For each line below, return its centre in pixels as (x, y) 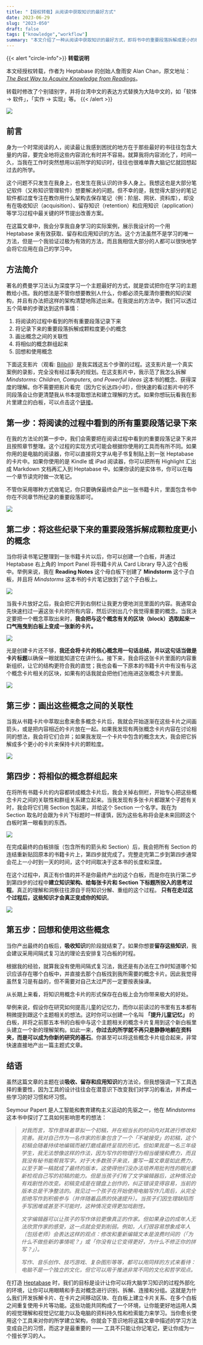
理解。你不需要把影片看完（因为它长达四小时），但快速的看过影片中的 (103, 387)
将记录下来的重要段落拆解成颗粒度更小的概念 (71, 329)
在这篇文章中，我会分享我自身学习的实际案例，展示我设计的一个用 (88, 226)
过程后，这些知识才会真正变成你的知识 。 (62, 897)
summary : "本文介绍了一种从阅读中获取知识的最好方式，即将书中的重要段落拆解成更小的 (101, 40)
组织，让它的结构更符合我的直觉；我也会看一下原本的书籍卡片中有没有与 (101, 666)
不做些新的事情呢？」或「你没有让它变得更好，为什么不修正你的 (111, 1241)
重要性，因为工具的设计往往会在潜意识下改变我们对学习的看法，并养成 (104, 1089)
